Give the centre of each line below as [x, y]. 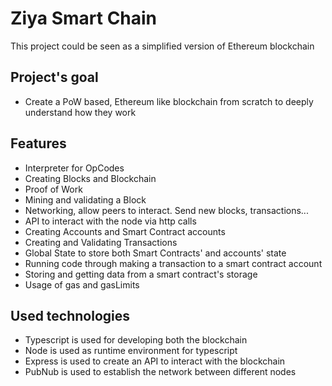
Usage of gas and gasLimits [82, 284]
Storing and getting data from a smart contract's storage [141, 274]
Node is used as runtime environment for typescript [131, 351]
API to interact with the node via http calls [110, 221]
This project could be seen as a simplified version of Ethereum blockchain [162, 46]
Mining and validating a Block [85, 199]
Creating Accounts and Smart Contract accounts [125, 231]
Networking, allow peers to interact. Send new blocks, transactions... [166, 210]
